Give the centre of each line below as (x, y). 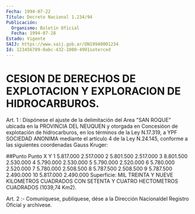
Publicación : (22, 22)
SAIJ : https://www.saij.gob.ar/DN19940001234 (62, 45)
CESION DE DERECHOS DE (71, 78)
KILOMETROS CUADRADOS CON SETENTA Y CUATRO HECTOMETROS (92, 181)
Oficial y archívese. (29, 205)
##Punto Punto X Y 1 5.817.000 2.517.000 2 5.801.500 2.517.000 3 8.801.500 (97, 156)
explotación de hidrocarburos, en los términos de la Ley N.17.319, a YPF (92, 132)
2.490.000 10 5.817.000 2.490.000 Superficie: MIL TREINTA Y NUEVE (90, 175)
